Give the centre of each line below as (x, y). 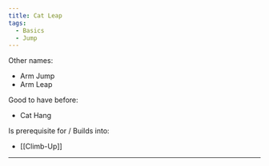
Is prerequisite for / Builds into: (59, 131)
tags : (17, 23)
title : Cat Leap (35, 16)
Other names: (31, 61)
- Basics (30, 30)
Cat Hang (36, 116)
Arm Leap (36, 85)
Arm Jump (37, 76)
